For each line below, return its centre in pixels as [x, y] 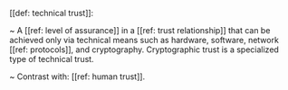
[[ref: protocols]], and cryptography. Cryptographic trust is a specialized [144, 49]
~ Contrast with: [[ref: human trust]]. [77, 76]
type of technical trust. [52, 59]
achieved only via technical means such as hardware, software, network [144, 40]
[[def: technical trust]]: [52, 13]
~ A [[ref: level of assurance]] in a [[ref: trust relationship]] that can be [140, 30]
